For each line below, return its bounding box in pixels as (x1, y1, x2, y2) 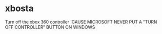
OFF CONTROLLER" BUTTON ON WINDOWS (5, 24, 95, 30)
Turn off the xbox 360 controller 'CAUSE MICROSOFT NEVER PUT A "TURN (5, 19, 157, 25)
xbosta (5, 3, 34, 14)
